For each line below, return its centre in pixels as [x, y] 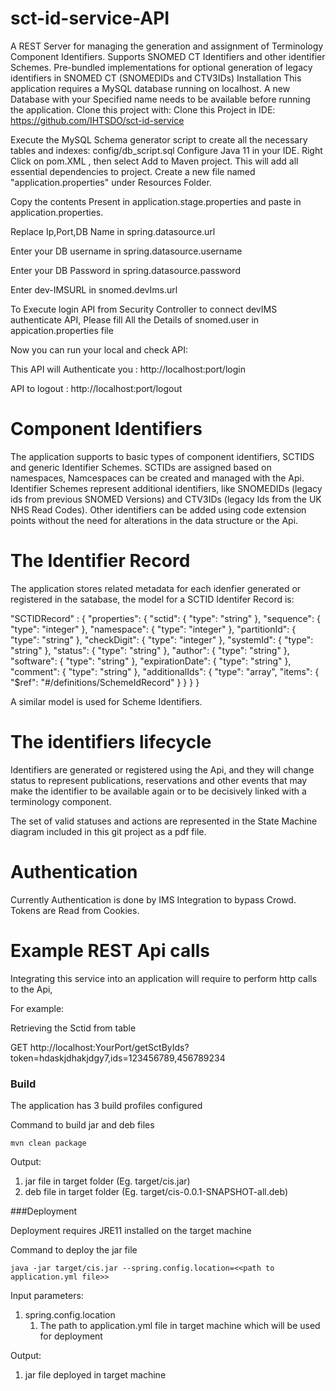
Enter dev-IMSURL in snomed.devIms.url [94, 289]
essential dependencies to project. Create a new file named [133, 171]
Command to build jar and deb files [82, 1124]
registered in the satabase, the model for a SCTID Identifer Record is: [152, 599]
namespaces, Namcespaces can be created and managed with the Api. [157, 478]
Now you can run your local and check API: [99, 349]
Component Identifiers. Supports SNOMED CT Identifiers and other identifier [168, 56]
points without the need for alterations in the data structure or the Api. [154, 520]
